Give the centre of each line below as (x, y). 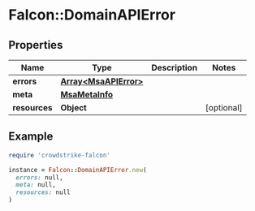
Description (174, 68)
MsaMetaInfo (87, 95)
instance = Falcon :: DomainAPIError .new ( (78, 170)
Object (73, 108)
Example (31, 137)
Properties (36, 45)
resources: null (43, 192)
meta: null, (36, 185)
